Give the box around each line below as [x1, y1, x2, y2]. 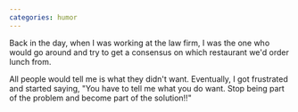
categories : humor [9, 12, 78, 22]
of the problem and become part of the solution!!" [9, 92, 192, 103]
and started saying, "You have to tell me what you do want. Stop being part [9, 83, 286, 93]
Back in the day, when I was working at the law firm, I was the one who [9, 37, 270, 48]
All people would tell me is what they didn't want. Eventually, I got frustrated [9, 73, 288, 84]
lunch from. [9, 56, 52, 67]
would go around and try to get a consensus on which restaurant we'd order [9, 46, 290, 58]
